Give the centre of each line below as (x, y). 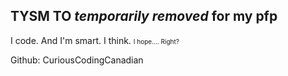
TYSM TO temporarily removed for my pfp (144, 16)
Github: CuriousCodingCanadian (77, 60)
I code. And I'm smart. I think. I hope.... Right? (95, 40)
